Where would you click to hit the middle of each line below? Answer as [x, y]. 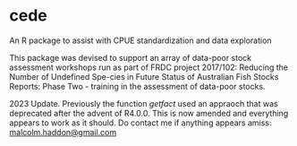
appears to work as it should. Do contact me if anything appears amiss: [140, 123]
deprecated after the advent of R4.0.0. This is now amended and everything [149, 113]
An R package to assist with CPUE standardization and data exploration [140, 40]
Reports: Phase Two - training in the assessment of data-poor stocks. [137, 86]
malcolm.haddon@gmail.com [63, 132]
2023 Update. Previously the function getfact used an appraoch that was [144, 103]
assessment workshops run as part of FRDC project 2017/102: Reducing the [149, 67]
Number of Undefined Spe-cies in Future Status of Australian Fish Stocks [144, 76]
